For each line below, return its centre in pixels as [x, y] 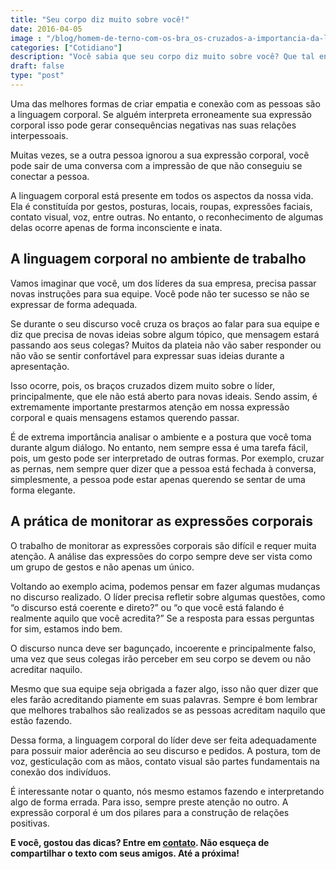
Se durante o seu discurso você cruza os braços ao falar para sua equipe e [165, 323]
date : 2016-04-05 [46, 29]
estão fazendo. [41, 720]
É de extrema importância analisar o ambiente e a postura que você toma [161, 437]
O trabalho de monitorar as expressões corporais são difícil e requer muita [163, 545]
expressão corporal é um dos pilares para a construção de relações [150, 812]
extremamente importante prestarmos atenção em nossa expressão [150, 407]
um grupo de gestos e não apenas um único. [102, 567]
